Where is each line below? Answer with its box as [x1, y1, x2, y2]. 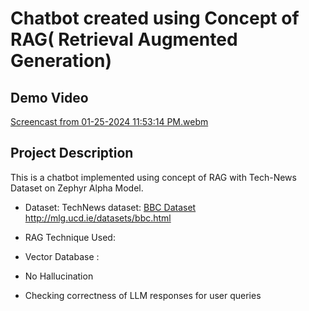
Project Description [10, 145, 134, 162]
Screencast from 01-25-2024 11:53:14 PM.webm [10, 116, 209, 127]
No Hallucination [24, 270, 94, 282]
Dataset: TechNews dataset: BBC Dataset [24, 201, 197, 213]
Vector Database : [24, 250, 100, 262]
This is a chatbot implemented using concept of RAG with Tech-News [10, 171, 297, 183]
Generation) [10, 50, 113, 72]
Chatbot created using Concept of [10, 7, 300, 30]
